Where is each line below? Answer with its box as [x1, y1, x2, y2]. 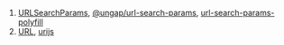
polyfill [17, 17, 43, 27]
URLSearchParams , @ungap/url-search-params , [17, 8, 199, 18]
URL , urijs [17, 26, 54, 36]
